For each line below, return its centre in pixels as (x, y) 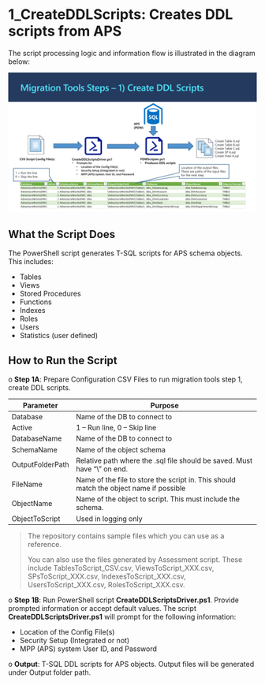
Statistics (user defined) (59, 336)
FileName (27, 484)
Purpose (164, 405)
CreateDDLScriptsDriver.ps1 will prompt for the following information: (122, 617)
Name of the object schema (121, 449)
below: (19, 61)
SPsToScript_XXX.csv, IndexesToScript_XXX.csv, (107, 576)
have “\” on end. (102, 469)
